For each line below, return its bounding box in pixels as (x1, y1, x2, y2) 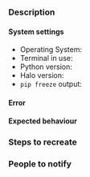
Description (8, 6, 55, 18)
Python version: (19, 62, 72, 71)
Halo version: (19, 71, 64, 80)
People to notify (8, 158, 72, 170)
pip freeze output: (19, 80, 83, 89)
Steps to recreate (8, 136, 78, 148)
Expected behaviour (8, 116, 78, 126)
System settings (8, 27, 64, 37)
